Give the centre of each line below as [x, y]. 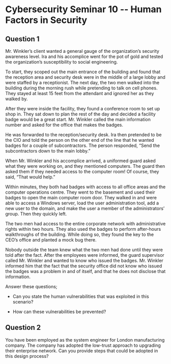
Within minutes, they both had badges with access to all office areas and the [85, 187]
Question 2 [23, 328]
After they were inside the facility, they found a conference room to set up [83, 109]
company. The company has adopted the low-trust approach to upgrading [83, 345]
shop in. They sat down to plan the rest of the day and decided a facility [81, 114]
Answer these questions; [31, 286]
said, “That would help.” [30, 177]
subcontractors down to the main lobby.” [48, 151]
